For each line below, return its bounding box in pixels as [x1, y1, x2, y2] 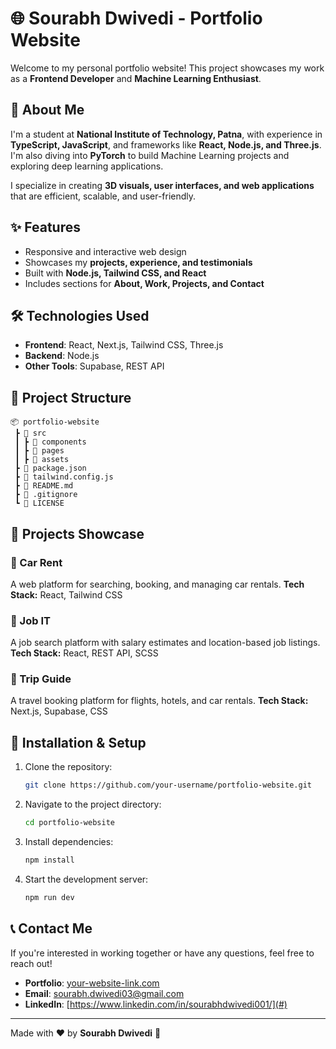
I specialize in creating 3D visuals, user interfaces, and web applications [10, 179, 315, 191]
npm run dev [24, 892, 75, 902]
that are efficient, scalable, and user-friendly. [10, 190, 197, 202]
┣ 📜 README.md [14, 481, 74, 491]
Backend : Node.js [24, 350, 100, 362]
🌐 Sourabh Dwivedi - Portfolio [10, 7, 263, 30]
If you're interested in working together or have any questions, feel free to [10, 947, 315, 959]
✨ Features [10, 219, 81, 236]
